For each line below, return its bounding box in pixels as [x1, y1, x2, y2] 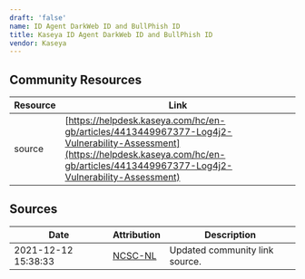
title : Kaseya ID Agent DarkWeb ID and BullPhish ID [9, 30, 213, 39]
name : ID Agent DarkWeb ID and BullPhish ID [9, 22, 181, 31]
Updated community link [169, 244, 274, 256]
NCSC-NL [112, 249, 157, 262]
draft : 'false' [9, 13, 67, 23]
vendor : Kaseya [9, 38, 67, 48]
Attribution [112, 228, 161, 241]
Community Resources [9, 72, 143, 87]
